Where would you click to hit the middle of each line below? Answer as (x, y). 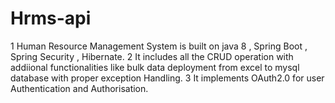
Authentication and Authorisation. (79, 88)
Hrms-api (51, 18)
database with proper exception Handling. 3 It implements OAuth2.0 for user (167, 78)
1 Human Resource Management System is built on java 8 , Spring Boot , (159, 46)
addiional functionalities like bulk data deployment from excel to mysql (155, 67)
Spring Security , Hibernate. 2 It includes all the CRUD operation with (152, 56)
